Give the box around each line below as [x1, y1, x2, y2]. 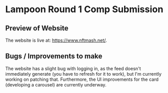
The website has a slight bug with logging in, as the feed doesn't [5, 65, 141, 72]
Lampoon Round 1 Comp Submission [5, 4, 163, 15]
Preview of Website [5, 24, 69, 33]
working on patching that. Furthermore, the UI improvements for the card [5, 76, 159, 82]
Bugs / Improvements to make [5, 52, 103, 60]
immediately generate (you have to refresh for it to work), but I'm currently [5, 71, 162, 77]
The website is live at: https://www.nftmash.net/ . [5, 37, 107, 43]
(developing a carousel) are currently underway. [5, 81, 107, 87]
